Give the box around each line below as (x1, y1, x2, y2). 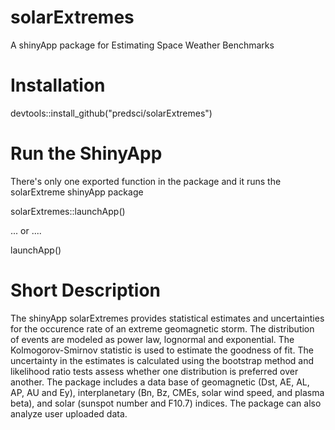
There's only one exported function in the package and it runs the (10, 175, 282, 187)
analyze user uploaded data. (10, 407, 128, 420)
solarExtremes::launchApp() (10, 205, 126, 217)
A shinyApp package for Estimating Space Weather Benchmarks (10, 39, 275, 51)
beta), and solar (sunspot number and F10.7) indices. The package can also (10, 397, 322, 409)
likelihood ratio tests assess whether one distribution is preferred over (10, 365, 299, 377)
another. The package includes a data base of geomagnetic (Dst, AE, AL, (10, 376, 310, 388)
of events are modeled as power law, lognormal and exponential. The (10, 333, 295, 345)
